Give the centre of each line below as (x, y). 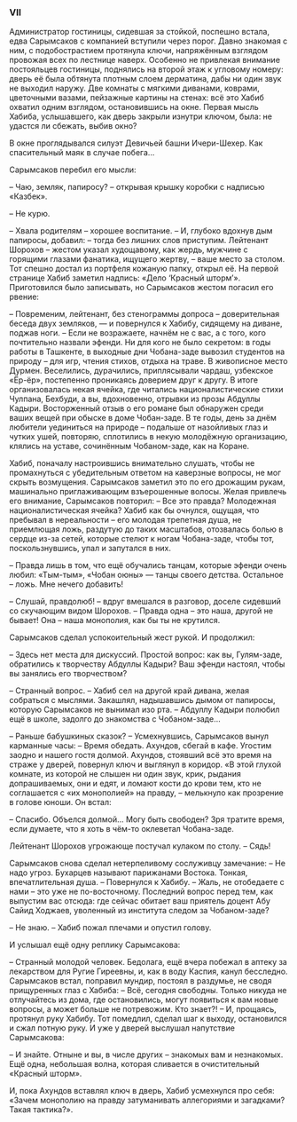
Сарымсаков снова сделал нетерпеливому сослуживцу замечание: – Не (148, 864)
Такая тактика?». (41, 1110)
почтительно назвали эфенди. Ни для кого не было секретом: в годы (140, 343)
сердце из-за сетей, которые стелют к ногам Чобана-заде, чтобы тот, (142, 539)
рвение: (24, 297)
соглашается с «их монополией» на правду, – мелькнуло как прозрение (146, 793)
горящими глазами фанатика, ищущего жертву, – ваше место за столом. (147, 259)
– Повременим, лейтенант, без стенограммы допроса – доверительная (145, 314)
